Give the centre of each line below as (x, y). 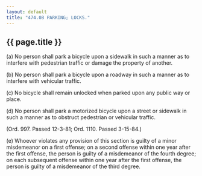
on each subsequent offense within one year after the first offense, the (94, 160)
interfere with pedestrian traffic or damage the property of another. (90, 63)
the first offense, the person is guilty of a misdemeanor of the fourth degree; (101, 154)
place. (14, 99)
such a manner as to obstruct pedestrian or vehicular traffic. (81, 117)
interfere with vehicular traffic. (44, 81)
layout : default (27, 12)
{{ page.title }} (34, 42)
